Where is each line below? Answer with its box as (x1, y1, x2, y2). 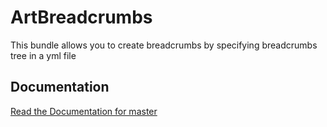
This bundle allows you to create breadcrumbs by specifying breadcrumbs (10, 39, 318, 51)
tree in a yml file (10, 49, 77, 61)
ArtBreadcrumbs (10, 6, 153, 29)
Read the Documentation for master (10, 105, 158, 117)
